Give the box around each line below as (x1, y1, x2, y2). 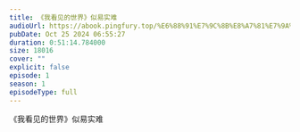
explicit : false (9, 63, 70, 72)
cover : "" (9, 54, 46, 63)
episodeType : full (9, 87, 78, 96)
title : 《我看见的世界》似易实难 (9, 12, 118, 22)
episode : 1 (9, 71, 50, 80)
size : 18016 (9, 46, 54, 55)
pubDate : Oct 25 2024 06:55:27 (9, 29, 126, 38)
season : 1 (9, 79, 46, 88)
